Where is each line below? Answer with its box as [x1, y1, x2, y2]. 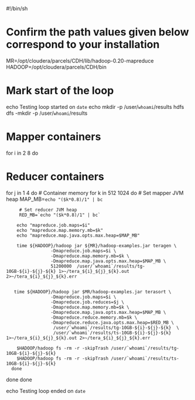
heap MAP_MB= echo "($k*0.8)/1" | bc [6, 196, 103, 203]
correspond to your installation [6, 38, 160, 52]
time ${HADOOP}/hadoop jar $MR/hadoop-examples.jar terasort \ [13, 289, 172, 295]
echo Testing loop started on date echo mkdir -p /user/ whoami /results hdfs [6, 103, 184, 110]
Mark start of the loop [6, 84, 114, 97]
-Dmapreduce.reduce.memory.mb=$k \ [50, 314, 138, 320]
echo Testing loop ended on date [6, 387, 86, 394]
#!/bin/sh [6, 5, 28, 12]
